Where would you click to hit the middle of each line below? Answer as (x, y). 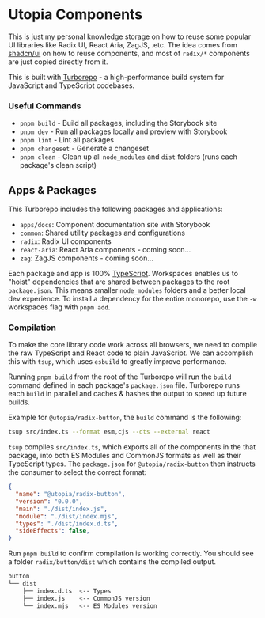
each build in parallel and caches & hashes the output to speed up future (127, 394)
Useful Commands (45, 106)
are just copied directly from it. (58, 62)
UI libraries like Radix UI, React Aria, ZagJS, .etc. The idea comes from (123, 44)
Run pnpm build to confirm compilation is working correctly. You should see (131, 554)
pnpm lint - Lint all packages (67, 140)
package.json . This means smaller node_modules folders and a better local (127, 290)
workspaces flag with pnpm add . (59, 307)
